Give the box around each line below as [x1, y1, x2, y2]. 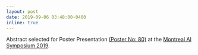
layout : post [6, 8, 39, 15]
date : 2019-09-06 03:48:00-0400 [6, 14, 86, 20]
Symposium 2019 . [6, 42, 50, 49]
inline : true [6, 20, 39, 25]
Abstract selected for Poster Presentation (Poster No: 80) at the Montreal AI [6, 36, 192, 43]
